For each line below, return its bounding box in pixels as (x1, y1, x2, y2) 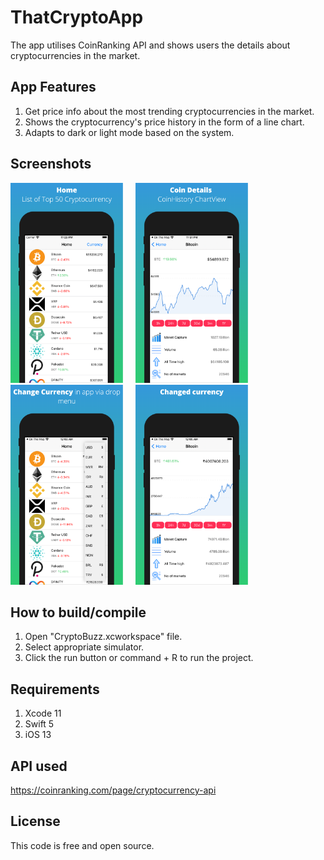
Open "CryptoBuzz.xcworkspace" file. (24, 631, 183, 643)
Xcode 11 (24, 707, 62, 720)
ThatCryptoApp (10, 6, 144, 29)
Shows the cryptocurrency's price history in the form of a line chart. (24, 116, 305, 128)
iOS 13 (24, 729, 52, 741)
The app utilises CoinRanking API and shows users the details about (10, 39, 291, 51)
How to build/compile (10, 604, 147, 621)
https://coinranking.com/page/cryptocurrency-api (10, 784, 217, 796)
